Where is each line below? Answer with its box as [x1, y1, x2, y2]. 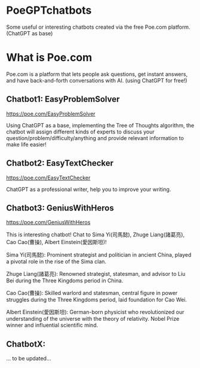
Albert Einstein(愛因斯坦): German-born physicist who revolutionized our [6, 309, 184, 316]
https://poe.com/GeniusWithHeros [6, 219, 91, 226]
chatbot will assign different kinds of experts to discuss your [6, 128, 155, 135]
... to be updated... [6, 355, 52, 362]
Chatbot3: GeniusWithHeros [6, 203, 115, 213]
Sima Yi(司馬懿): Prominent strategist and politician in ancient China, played [6, 251, 192, 258]
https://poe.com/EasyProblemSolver [6, 110, 96, 117]
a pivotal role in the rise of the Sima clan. [6, 258, 106, 265]
